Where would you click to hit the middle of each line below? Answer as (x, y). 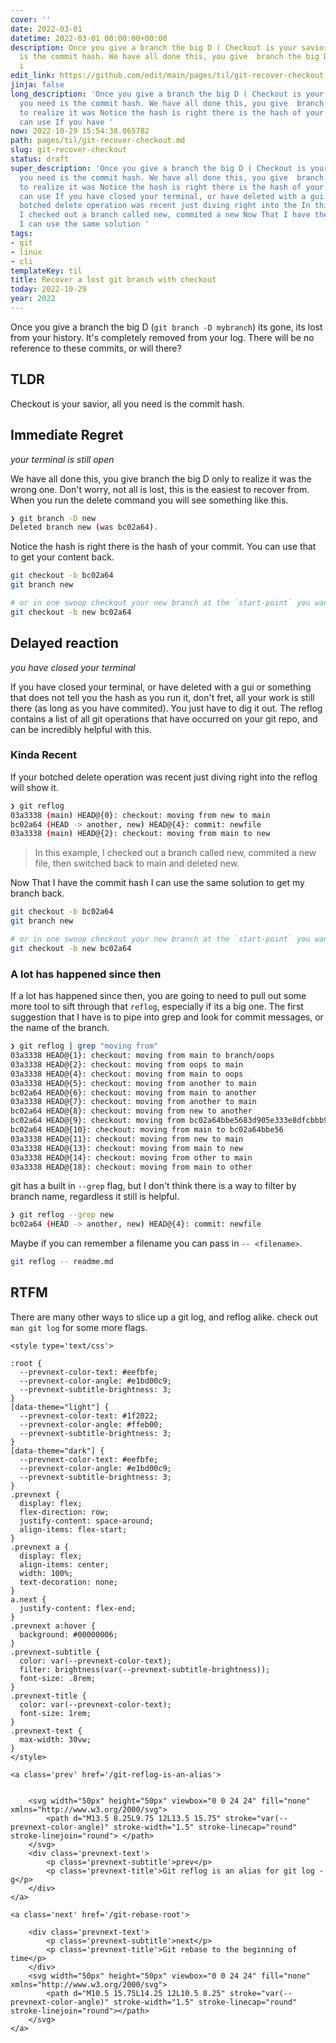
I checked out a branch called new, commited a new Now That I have (165, 215)
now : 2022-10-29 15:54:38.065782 (80, 131)
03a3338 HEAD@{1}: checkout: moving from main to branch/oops (142, 1056)
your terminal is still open (62, 459)
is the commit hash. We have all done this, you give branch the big (169, 57)
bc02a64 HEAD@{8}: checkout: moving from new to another (131, 1111)
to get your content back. (62, 557)
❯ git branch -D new (53, 518)
